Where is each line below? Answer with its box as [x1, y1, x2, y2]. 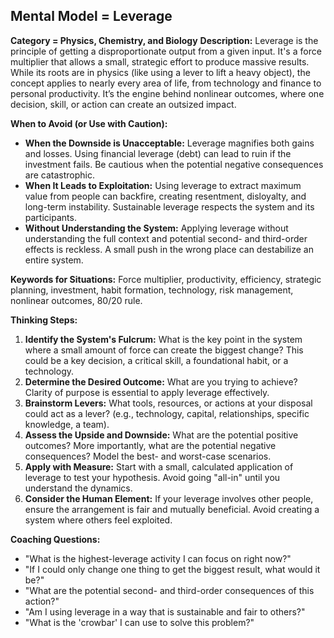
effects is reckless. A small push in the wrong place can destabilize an [24, 243, 314, 255]
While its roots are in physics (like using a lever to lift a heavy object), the [10, 66, 311, 78]
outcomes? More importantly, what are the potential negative [24, 439, 277, 451]
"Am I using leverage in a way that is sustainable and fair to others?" [24, 605, 306, 618]
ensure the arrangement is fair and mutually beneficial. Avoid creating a [24, 503, 320, 515]
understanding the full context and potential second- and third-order [24, 232, 308, 244]
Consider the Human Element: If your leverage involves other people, [24, 492, 314, 504]
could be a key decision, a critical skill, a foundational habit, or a [24, 354, 289, 366]
